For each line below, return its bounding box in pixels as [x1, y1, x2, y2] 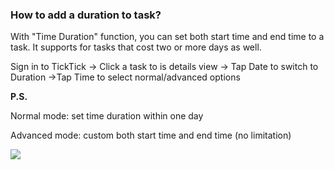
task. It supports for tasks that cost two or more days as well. [10, 41, 262, 53]
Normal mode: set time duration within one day [10, 110, 204, 122]
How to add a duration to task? [10, 8, 162, 22]
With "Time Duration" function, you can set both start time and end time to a [10, 31, 325, 43]
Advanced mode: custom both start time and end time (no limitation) [10, 129, 292, 142]
